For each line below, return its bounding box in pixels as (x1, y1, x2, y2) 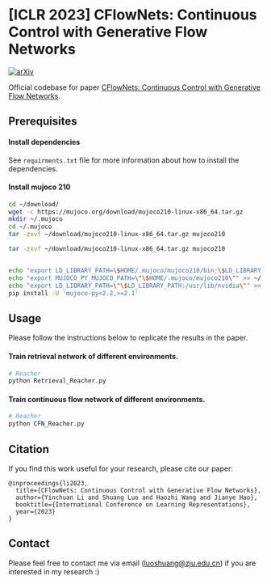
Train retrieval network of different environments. (8, 351, 179, 361)
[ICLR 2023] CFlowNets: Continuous (8, 6, 257, 24)
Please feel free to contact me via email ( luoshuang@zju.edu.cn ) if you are (8, 558, 256, 568)
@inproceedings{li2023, (8, 480, 89, 488)
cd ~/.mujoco (8, 222, 52, 231)
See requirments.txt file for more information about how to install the (8, 155, 240, 165)
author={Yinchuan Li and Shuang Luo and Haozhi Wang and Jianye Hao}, (15, 493, 258, 502)
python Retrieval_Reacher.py (8, 377, 106, 385)
